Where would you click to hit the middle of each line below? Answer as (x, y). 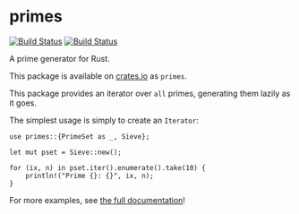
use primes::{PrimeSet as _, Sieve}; (80, 136)
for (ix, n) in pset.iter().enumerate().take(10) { (107, 167)
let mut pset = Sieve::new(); (66, 152)
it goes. (23, 103)
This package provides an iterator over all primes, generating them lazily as (150, 93)
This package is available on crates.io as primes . (98, 76)
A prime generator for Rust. (60, 58)
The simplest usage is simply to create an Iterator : (104, 120)
